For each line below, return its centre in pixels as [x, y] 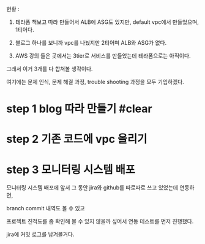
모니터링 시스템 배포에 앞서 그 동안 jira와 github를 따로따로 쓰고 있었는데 [92, 188]
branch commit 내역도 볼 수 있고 [46, 208]
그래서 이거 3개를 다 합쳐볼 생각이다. [50, 69]
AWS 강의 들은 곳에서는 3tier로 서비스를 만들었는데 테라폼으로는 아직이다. [103, 56]
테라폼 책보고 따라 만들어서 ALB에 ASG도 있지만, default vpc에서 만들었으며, [107, 22]
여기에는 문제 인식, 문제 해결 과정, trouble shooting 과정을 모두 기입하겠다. [95, 82]
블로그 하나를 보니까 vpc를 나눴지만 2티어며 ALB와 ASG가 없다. [91, 43]
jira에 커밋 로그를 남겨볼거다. [40, 234]
